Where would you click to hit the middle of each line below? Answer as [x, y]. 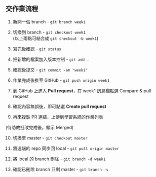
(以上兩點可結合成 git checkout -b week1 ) [56, 38]
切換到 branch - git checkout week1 [49, 32]
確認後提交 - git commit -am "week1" [50, 70]
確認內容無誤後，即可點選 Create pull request [59, 106]
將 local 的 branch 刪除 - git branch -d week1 [59, 159]
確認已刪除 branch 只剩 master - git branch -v [60, 169]
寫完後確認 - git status [37, 49]
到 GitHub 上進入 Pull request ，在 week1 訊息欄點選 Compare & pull [82, 91]
